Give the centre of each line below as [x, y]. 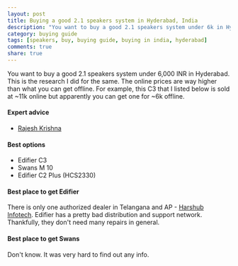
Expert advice [28, 112]
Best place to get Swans [44, 239]
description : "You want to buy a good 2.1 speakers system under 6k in [115, 27]
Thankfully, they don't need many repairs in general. [84, 222]
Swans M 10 [35, 168]
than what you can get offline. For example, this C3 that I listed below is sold [119, 89]
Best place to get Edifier [43, 192]
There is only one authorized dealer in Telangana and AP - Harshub [106, 207]
